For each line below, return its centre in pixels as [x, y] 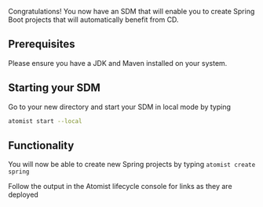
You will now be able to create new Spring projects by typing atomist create [132, 165]
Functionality [41, 145]
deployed [24, 194]
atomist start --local [45, 121]
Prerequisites [42, 44]
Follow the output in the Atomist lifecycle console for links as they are [121, 187]
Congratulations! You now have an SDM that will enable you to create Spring [131, 11]
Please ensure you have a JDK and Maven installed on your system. [118, 63]
